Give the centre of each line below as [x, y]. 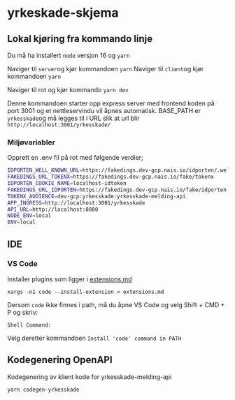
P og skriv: [23, 312]
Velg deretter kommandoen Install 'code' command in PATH [94, 338]
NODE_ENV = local [29, 216]
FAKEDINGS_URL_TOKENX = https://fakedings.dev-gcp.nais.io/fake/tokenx [111, 177]
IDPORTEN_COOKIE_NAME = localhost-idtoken [67, 184]
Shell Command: [29, 325]
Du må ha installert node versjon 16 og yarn [69, 55]
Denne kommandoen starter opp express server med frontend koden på [111, 103]
